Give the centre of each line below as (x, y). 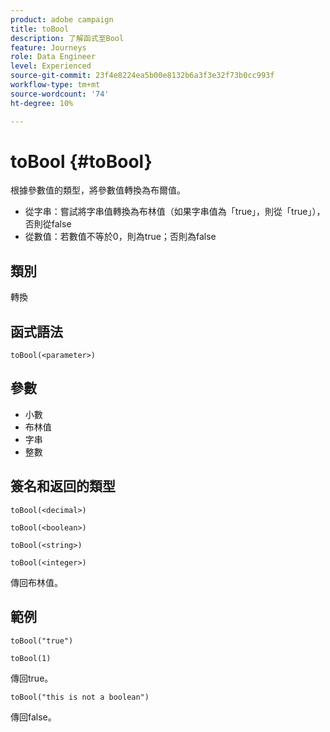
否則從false (48, 224)
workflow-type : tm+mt (55, 85)
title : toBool (40, 29)
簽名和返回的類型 (63, 486)
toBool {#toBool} (81, 161)
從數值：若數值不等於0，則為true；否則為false (120, 237)
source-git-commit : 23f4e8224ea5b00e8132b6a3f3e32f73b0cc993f (142, 76)
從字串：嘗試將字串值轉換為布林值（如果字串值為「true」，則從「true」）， (175, 212)
